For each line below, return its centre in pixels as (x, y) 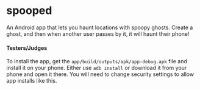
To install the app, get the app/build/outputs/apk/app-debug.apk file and (97, 61)
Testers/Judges (27, 48)
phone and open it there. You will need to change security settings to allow (100, 74)
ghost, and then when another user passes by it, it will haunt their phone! (98, 33)
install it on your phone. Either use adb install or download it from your (97, 68)
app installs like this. (32, 81)
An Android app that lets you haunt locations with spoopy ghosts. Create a (100, 27)
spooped (29, 11)
